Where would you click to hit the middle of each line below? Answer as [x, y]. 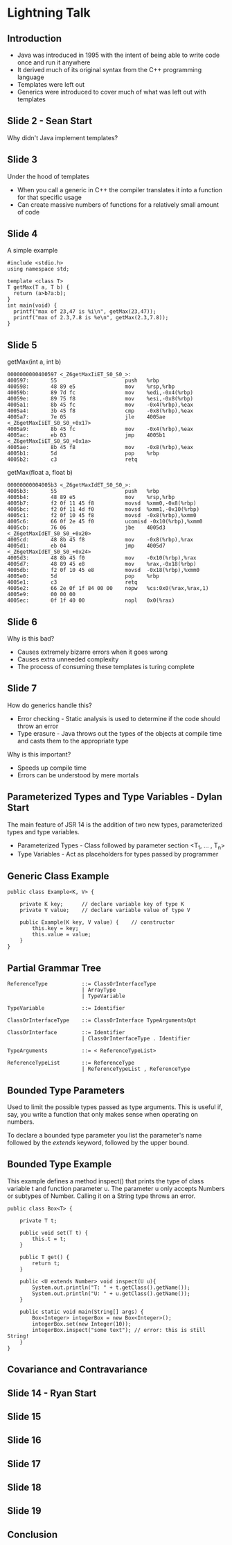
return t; [46, 1263]
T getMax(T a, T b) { [38, 287]
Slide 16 [24, 1441]
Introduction [35, 39]
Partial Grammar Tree [54, 968]
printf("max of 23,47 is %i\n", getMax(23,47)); [85, 312]
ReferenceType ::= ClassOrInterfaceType [82, 984]
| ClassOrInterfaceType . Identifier [136, 1039]
